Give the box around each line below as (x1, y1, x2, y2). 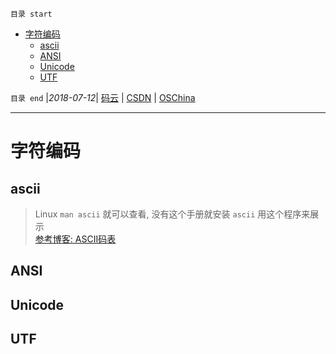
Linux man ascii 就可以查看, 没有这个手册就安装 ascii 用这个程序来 (34, 208, 311, 220)
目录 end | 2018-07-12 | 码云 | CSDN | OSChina (10, 92, 196, 103)
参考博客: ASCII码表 (34, 233, 117, 245)
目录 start (10, 9, 53, 19)
